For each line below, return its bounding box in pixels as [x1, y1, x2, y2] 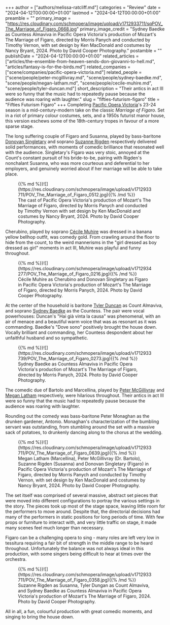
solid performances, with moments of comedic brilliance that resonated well [5, 144, 164, 150]
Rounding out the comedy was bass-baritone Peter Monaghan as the [5, 413, 150, 419]
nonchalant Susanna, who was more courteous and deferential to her [5, 160, 150, 166]
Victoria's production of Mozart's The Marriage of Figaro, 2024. [18, 593, 151, 599]
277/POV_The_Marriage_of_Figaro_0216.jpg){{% [18, 271, 118, 277]
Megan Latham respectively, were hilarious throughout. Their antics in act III [5, 392, 164, 399]
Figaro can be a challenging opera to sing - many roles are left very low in [5, 534, 159, 541]
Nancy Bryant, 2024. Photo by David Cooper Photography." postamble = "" [5, 48, 162, 53]
